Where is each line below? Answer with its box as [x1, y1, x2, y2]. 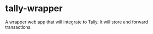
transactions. [5, 24, 32, 30]
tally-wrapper [5, 3, 63, 14]
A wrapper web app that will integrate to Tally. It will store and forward [5, 19, 149, 25]
